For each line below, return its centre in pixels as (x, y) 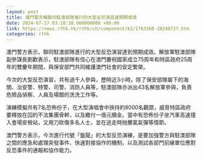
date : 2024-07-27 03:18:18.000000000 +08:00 (63, 23)
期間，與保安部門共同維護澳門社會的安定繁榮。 (90, 67)
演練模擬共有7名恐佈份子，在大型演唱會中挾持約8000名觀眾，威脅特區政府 (99, 107)
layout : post (23, 12)
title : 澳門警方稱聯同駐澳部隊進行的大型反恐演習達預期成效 (72, 17)
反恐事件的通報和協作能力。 (41, 150)
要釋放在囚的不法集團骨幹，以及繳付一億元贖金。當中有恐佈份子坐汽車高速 (98, 115)
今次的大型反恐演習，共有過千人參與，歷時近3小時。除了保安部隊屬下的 (95, 80)
